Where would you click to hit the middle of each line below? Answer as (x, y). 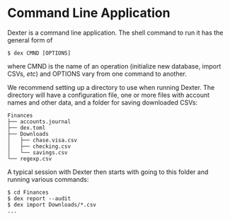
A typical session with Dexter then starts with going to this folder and (108, 172)
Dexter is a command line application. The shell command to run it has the (115, 33)
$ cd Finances (28, 192)
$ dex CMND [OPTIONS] (39, 53)
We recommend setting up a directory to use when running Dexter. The (111, 87)
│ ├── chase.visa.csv (42, 140)
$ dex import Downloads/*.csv (52, 204)
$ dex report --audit (39, 198)
